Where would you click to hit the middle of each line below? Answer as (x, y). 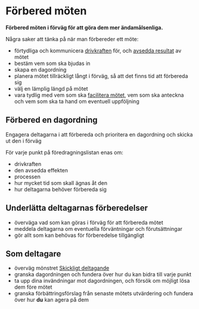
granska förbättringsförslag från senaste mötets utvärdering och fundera (104, 293)
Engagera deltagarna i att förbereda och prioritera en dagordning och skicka (99, 134)
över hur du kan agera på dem (52, 300)
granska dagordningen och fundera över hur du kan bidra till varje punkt (103, 274)
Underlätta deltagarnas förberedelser (77, 208)
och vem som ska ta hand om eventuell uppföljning (77, 101)
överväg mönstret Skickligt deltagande (62, 268)
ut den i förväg (24, 141)
